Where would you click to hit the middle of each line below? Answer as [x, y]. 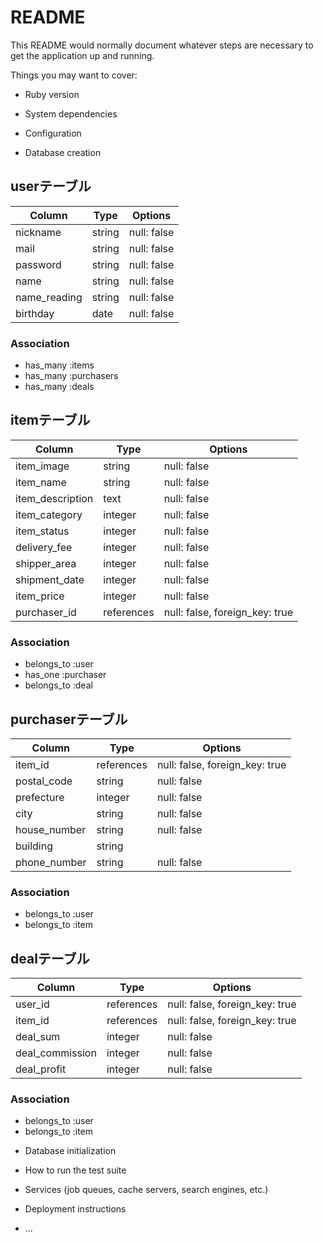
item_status [42, 531]
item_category [49, 514]
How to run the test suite [75, 1170]
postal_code [44, 781]
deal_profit [41, 1069]
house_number [51, 829]
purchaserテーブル [69, 719]
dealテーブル [50, 958]
